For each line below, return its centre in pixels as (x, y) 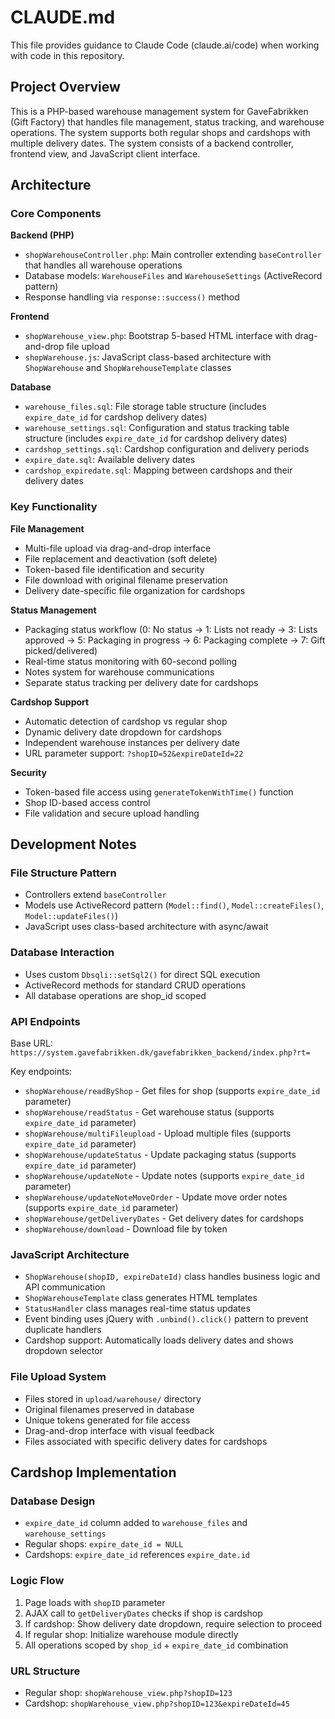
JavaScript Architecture (70, 1254)
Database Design (53, 1501)
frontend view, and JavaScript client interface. (105, 153)
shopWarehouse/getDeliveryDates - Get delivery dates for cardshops (164, 1218)
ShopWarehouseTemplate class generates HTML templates (141, 1298)
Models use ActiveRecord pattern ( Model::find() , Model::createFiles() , (174, 905)
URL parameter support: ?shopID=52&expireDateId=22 (134, 753)
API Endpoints (45, 1021)
